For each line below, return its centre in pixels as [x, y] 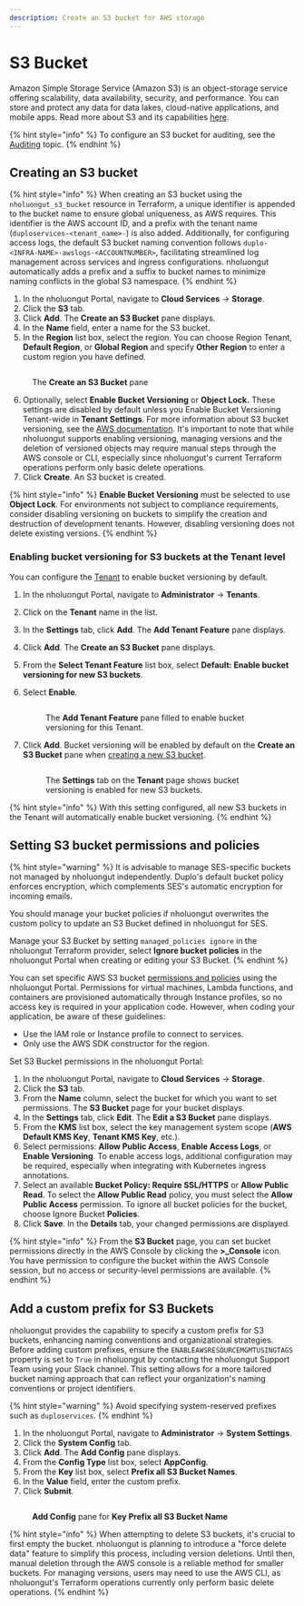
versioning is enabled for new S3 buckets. [123, 789]
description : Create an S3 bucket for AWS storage [107, 18]
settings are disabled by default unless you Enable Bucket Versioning [152, 410]
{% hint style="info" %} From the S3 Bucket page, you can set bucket [140, 1242]
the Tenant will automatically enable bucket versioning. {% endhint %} [141, 817]
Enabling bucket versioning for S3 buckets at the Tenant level [147, 557]
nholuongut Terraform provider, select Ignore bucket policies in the [136, 951]
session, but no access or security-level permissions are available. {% [141, 1270]
